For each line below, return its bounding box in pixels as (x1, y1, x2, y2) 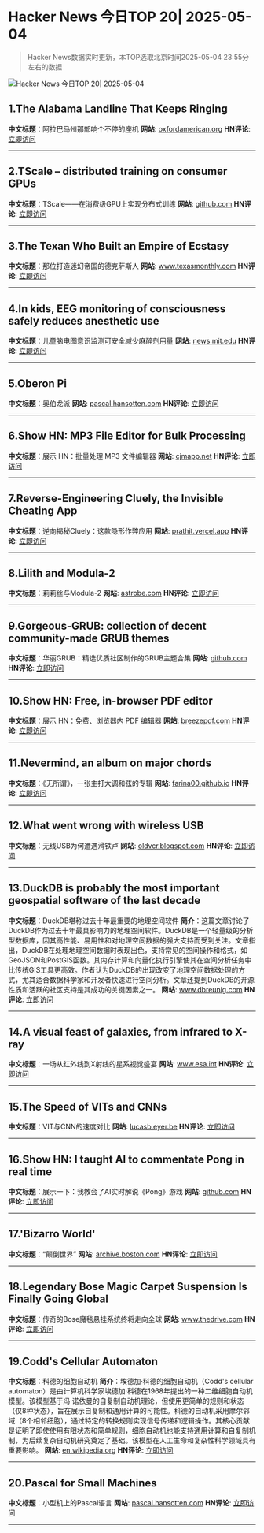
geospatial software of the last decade (8, 894, 201, 907)
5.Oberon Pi (8, 377, 67, 390)
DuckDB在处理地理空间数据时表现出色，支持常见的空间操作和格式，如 (21, 945, 248, 954)
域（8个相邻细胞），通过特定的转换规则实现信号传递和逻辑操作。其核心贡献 (8, 1416, 250, 1426)
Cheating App (8, 504, 78, 518)
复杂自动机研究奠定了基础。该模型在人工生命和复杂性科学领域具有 (42, 1436, 256, 1446)
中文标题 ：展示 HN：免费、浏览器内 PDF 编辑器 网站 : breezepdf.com (8, 716, 230, 726)
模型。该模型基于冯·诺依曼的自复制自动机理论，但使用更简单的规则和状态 (8, 1397, 245, 1406)
